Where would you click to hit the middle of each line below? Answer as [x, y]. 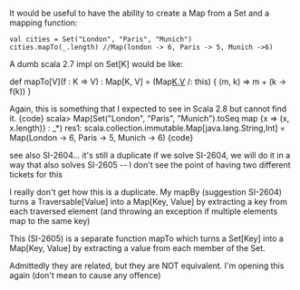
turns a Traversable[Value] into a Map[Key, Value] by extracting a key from [148, 202]
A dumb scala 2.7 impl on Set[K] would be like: [97, 64]
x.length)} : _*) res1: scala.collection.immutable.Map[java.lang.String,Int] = [147, 128]
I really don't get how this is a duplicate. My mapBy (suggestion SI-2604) [146, 192]
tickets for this [36, 174]
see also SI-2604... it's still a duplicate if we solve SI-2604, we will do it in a [150, 155]
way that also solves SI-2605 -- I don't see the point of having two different [150, 165]
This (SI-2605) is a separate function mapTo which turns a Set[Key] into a [146, 238]
